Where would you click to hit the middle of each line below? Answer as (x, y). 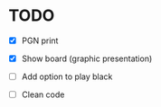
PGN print (40, 40)
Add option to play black (67, 76)
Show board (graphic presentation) (87, 58)
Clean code (43, 94)
